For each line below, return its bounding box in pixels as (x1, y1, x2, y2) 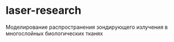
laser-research (5, 4, 82, 17)
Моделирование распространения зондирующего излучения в (5, 23, 168, 31)
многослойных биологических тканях (5, 29, 104, 37)
